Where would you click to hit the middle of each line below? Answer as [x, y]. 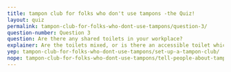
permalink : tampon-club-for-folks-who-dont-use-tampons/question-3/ [107, 26]
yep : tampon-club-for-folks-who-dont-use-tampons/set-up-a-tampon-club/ [113, 52]
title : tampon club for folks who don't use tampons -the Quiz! [101, 13]
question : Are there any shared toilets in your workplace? [95, 39]
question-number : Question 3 [49, 33]
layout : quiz [26, 20]
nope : [15, 58]
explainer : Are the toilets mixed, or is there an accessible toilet [109, 45]
